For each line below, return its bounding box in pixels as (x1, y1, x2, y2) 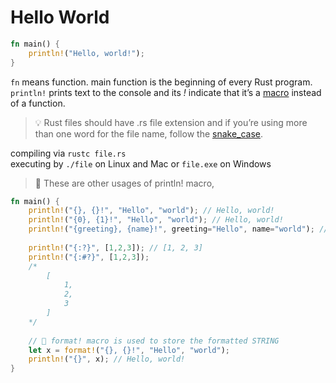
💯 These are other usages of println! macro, (34, 177, 215, 189)
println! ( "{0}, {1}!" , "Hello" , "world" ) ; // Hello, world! (28, 215, 284, 225)
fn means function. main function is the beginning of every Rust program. (10, 76, 313, 88)
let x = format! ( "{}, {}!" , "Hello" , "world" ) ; (28, 345, 230, 355)
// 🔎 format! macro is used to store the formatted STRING (28, 336, 280, 346)
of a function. (10, 97, 66, 109)
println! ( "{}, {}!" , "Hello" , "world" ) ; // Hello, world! (28, 206, 275, 216)
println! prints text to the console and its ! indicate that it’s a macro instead (10, 86, 322, 98)
